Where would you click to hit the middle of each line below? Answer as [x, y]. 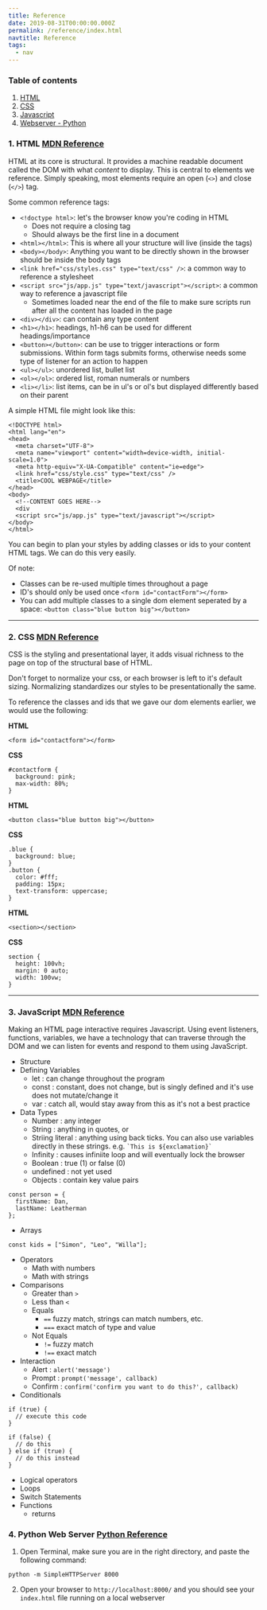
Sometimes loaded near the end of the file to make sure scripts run [141, 302]
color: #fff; [37, 877]
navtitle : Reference [43, 38]
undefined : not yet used [72, 1171]
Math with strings [60, 1277]
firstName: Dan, [42, 1202]
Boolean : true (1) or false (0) [78, 1164]
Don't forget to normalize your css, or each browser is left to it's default [125, 678]
